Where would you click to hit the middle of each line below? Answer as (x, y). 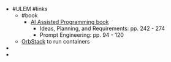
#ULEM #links (30, 9)
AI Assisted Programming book (70, 22)
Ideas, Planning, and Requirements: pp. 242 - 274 (102, 28)
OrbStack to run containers (55, 41)
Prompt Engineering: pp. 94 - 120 (82, 35)
